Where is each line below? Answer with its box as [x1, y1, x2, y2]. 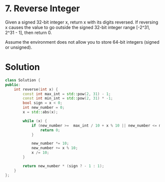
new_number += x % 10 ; [31, 146, 78, 151]
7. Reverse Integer [5, 3, 80, 14]
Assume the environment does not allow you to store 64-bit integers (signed [5, 39, 160, 45]
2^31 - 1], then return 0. [5, 29, 53, 35]
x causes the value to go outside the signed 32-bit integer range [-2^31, [5, 24, 150, 30]
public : [5, 82, 21, 87]
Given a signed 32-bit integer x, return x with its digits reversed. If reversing [5, 19, 159, 25]
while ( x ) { [23, 118, 48, 123]
